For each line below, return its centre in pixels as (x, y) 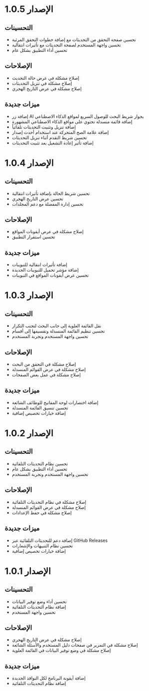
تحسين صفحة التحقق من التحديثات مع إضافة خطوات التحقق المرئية (74, 39)
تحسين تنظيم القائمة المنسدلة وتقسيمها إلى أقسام (58, 331)
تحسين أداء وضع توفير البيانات (39, 601)
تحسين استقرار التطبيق (33, 237)
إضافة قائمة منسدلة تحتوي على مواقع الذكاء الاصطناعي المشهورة (72, 121)
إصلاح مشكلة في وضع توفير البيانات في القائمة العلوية (61, 651)
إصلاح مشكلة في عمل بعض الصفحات (46, 375)
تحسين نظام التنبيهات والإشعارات (42, 546)
